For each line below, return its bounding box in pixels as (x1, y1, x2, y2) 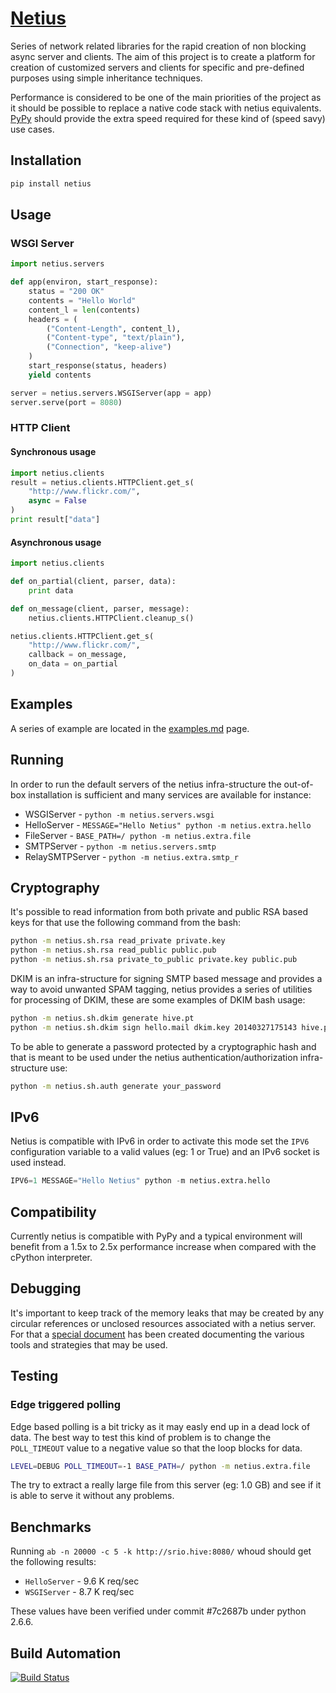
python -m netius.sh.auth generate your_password (10, 1081, 222, 1091)
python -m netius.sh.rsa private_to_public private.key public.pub (10, 955, 298, 965)
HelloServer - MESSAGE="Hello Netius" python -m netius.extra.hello (24, 818, 312, 831)
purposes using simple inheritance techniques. (10, 72, 203, 84)
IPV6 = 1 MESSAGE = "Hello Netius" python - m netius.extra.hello (10, 1176, 271, 1186)
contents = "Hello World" (28, 295, 137, 306)
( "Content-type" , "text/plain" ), (46, 333, 186, 343)
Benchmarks (10, 1518, 92, 1536)
